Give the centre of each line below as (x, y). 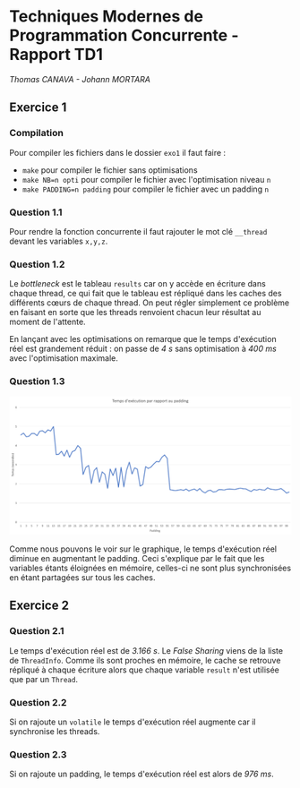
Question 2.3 (38, 754)
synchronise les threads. (55, 732)
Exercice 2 (39, 606)
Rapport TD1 (56, 55)
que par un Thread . (44, 679)
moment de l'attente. (48, 322)
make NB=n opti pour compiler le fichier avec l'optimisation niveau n (146, 179)
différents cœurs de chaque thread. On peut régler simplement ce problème (150, 303)
